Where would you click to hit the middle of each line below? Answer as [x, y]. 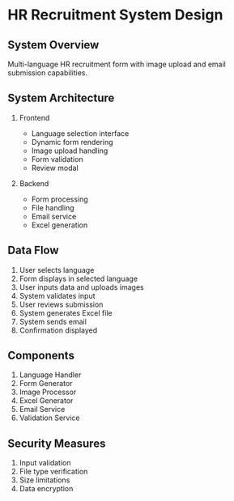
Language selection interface [80, 133]
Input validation [45, 463]
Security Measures [57, 443]
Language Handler [50, 375]
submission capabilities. [48, 73]
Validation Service [49, 418]
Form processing [60, 199]
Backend [34, 183]
